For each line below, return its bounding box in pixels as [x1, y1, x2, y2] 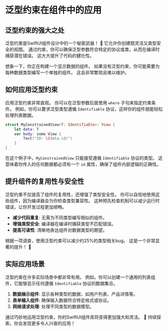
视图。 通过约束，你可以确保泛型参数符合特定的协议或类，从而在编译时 [13, 46, 160, 52]
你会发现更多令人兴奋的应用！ [13, 320, 75, 326]
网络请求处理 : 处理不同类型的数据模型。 [12, 303, 94, 310]
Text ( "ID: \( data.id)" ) [23, 136, 72, 141]
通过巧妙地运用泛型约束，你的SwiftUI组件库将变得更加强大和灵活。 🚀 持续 [5, 314, 157, 320]
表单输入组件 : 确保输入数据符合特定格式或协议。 [12, 297, 111, 303]
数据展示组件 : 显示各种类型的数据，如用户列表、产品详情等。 [12, 291, 138, 297]
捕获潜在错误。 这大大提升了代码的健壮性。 [5, 53, 94, 58]
